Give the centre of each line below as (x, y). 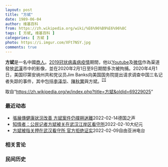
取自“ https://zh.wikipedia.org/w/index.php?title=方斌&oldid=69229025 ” (79, 92)
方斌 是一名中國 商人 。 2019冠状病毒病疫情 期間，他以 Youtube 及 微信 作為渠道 (82, 62)
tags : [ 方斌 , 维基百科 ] (30, 33)
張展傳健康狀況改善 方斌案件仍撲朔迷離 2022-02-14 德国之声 (74, 118)
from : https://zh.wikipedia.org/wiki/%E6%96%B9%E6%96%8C (66, 29)
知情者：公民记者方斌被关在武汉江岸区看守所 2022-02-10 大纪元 (78, 124)
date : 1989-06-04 (23, 19)
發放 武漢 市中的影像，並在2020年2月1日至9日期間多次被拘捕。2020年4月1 (81, 68)
